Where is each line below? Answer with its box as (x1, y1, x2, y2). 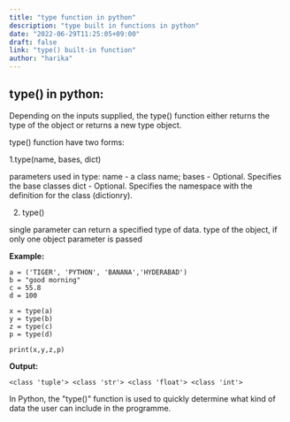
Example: (9, 250, 45, 261)
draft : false (9, 37, 57, 47)
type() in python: (9, 87, 104, 102)
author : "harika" (9, 54, 73, 63)
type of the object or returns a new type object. (9, 119, 182, 130)
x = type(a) (9, 306, 53, 315)
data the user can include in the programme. (9, 403, 172, 413)
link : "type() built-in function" (9, 46, 137, 55)
